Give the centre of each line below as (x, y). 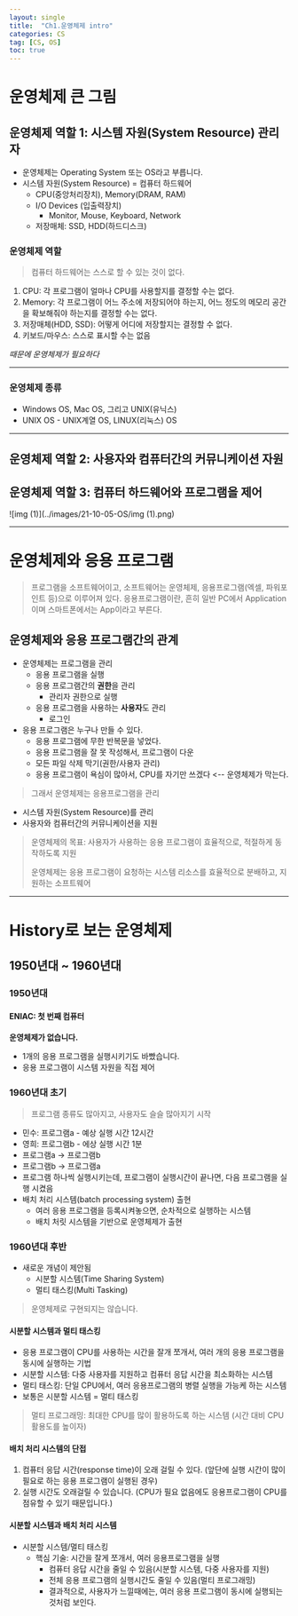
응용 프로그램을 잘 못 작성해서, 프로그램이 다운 (114, 752)
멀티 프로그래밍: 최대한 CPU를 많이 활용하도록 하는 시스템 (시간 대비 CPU (157, 1415)
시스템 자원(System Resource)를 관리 (88, 812)
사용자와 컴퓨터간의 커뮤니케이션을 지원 (90, 823)
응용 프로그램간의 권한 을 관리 (85, 685)
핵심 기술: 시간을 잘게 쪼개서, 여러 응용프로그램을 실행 (127, 1557)
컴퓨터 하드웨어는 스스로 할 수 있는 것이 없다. (108, 273)
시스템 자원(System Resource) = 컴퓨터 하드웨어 (107, 184)
